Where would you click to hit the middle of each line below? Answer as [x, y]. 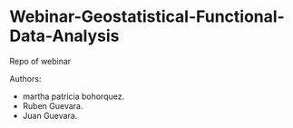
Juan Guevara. [50, 115]
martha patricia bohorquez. [73, 96]
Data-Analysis [64, 36]
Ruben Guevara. [53, 105]
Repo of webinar [40, 61]
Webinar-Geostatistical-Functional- [147, 17]
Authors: [25, 78]
